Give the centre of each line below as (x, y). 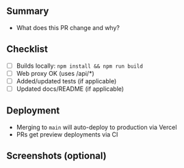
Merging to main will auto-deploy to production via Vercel (96, 127)
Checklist (27, 50)
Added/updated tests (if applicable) (66, 81)
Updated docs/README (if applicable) (70, 89)
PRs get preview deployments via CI (67, 134)
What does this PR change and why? (68, 27)
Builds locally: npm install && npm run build (79, 66)
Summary (28, 11)
